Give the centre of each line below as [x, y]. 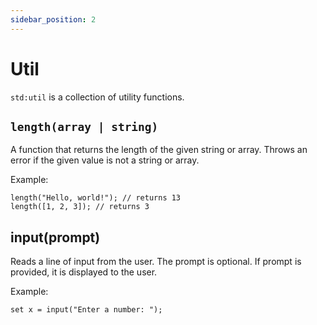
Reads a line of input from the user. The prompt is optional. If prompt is [156, 262]
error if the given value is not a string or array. [105, 160]
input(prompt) [55, 237]
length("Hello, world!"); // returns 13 [96, 198]
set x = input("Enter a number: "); [86, 310]
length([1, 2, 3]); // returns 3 [80, 207]
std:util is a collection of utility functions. [97, 97]
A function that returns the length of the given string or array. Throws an [159, 150]
